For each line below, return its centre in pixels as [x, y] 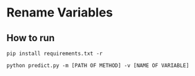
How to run [31, 38]
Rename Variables [60, 13]
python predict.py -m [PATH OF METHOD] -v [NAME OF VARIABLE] [98, 66]
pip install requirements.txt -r [55, 53]
